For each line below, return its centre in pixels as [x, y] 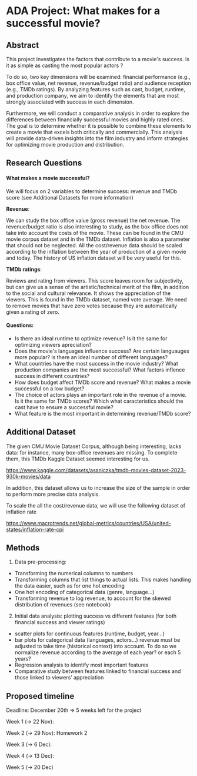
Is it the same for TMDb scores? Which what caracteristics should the [99, 401]
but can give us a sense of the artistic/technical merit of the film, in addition [98, 287]
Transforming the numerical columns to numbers [74, 573]
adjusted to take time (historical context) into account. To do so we [96, 646]
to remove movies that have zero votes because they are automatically [92, 306]
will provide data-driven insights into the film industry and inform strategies [97, 138]
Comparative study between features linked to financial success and [98, 671]
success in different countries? [52, 376]
